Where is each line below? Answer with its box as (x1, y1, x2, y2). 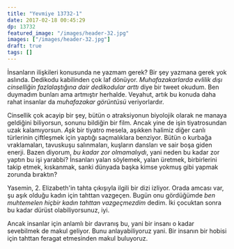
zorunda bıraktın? (7, 170, 58, 178)
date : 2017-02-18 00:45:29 (7, 17, 86, 24)
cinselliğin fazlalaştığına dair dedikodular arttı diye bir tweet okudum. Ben (7, 83, 219, 91)
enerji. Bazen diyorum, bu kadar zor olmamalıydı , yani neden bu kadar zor (7, 147, 220, 156)
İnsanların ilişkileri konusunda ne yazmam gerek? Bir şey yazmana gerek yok (7, 67, 227, 77)
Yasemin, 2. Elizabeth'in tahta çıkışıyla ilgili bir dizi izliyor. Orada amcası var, (7, 184, 224, 192)
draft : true (7, 42, 42, 49)
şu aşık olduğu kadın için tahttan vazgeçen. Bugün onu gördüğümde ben (7, 191, 216, 199)
